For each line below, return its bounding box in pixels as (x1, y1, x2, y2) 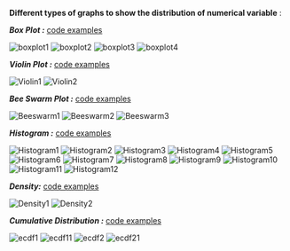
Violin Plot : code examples (9, 59, 111, 69)
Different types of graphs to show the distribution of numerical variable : (9, 8, 282, 18)
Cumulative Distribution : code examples (9, 216, 162, 225)
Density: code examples (9, 181, 99, 192)
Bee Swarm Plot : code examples (9, 93, 131, 104)
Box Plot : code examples (9, 25, 103, 35)
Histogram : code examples (9, 128, 112, 138)
